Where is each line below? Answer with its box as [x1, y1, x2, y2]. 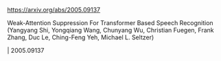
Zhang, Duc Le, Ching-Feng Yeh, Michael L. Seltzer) [7, 33, 154, 41]
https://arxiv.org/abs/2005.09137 [7, 6, 101, 14]
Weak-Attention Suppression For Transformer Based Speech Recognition [7, 19, 214, 26]
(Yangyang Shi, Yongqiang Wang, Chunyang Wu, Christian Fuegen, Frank [7, 26, 214, 34]
